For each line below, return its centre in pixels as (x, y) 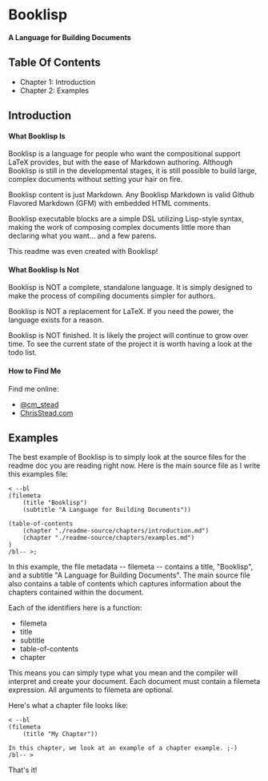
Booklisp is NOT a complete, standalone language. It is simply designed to (130, 288)
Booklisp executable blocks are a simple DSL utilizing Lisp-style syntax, (126, 219)
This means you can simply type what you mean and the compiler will (123, 673)
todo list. (23, 352)
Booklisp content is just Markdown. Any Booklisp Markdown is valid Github (131, 195)
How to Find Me (35, 371)
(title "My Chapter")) (60, 735)
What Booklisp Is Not (44, 269)
